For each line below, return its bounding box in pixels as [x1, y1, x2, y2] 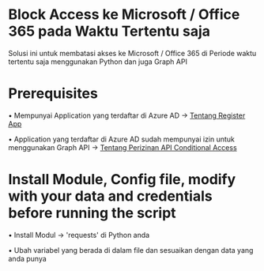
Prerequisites [8, 85, 99, 103]
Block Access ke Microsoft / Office [8, 6, 240, 24]
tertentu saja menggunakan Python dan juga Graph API [8, 57, 188, 66]
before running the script [8, 204, 176, 222]
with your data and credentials [8, 187, 213, 205]
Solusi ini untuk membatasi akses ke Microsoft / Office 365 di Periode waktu [8, 48, 257, 58]
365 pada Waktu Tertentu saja [8, 22, 211, 40]
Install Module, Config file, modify [8, 171, 236, 189]
